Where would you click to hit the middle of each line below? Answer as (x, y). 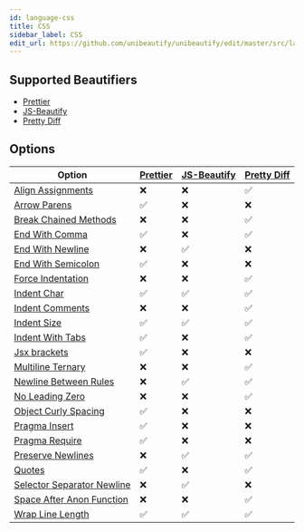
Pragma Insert (44, 425)
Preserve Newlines (54, 455)
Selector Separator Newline (72, 484)
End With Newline (52, 248)
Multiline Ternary (50, 366)
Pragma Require (48, 440)
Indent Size (38, 323)
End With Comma (51, 234)
